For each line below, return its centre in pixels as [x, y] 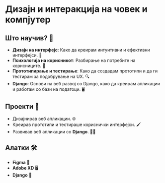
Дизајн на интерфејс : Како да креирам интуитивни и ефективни [81, 50]
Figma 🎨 [21, 162]
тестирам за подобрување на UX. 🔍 [51, 76]
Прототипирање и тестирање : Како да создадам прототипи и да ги [85, 71]
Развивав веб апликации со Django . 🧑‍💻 [54, 131]
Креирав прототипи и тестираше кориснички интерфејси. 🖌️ [77, 124]
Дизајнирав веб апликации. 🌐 [44, 119]
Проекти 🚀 [22, 107]
